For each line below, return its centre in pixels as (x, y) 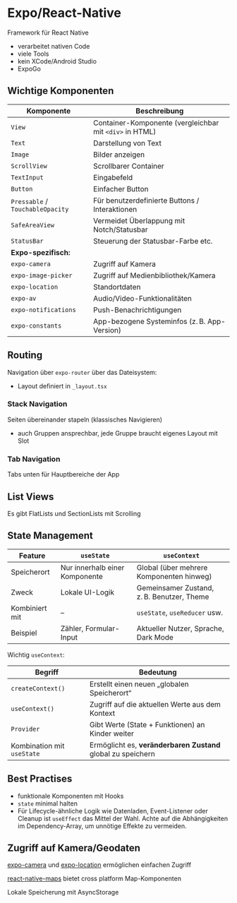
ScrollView (29, 166)
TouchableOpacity (40, 209)
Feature (32, 556)
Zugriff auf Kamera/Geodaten (74, 848)
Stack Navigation (37, 404)
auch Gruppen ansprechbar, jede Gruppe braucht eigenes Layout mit (118, 433)
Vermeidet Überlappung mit (139, 220)
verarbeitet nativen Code (54, 46)
